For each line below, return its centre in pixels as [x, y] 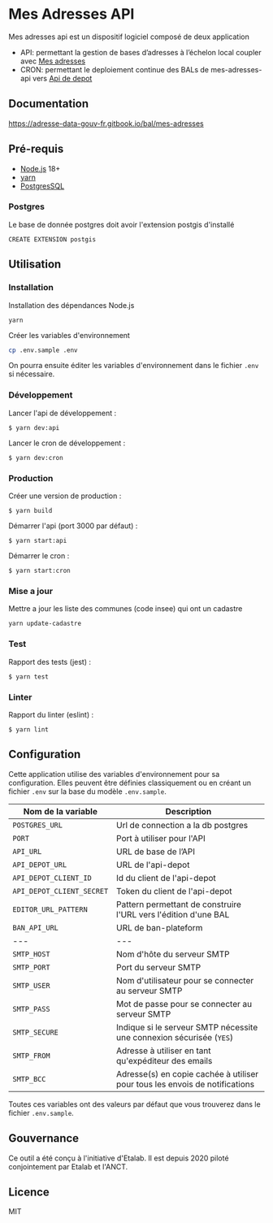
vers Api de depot [62, 78]
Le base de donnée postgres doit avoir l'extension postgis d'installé [121, 224]
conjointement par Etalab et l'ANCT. [68, 1166]
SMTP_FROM [31, 1056]
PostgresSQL [42, 186]
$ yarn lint [28, 729]
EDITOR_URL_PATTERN [50, 909]
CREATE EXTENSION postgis [52, 239]
